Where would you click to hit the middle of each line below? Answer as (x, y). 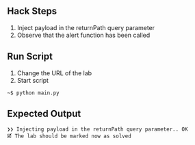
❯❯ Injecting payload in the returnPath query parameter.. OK (97, 129)
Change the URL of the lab (54, 73)
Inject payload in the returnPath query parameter (86, 27)
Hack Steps (32, 11)
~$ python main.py (33, 93)
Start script (33, 80)
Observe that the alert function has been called (83, 35)
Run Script (30, 56)
